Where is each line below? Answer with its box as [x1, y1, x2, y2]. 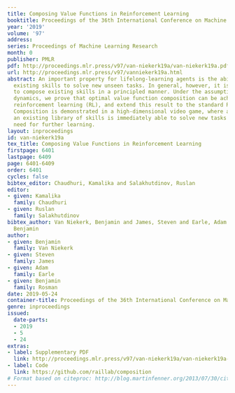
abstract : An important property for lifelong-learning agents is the [7, 75, 218, 83]
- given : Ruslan [7, 206, 55, 213]
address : [7, 36, 33, 43]
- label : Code [7, 362, 49, 369]
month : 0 [7, 50, 33, 57]
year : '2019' [7, 23, 45, 30]
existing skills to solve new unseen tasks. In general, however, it [13, 82, 220, 89]
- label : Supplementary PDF [7, 349, 90, 356]
